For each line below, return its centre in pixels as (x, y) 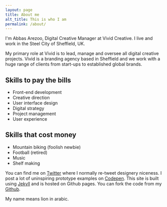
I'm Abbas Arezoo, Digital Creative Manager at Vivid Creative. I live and (79, 38)
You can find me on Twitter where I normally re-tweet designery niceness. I (83, 173)
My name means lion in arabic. (37, 199)
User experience (30, 119)
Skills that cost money (41, 135)
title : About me (22, 15)
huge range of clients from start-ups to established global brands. (74, 64)
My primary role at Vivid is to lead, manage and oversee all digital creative (82, 54)
